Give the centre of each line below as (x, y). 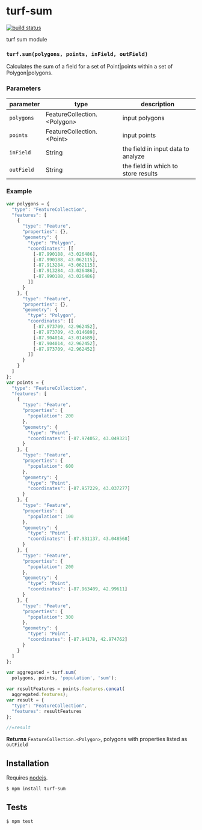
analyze (133, 156)
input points (139, 135)
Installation (28, 763)
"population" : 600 (51, 466)
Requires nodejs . (27, 778)
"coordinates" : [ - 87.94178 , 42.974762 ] (78, 640)
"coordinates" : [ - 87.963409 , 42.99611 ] (78, 589)
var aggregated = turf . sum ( (41, 673)
